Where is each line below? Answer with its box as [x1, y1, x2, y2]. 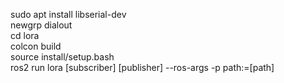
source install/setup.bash [10, 51, 115, 63]
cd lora [10, 30, 40, 41]
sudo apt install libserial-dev [10, 9, 127, 20]
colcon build [10, 40, 62, 52]
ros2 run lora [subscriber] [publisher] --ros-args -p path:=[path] [10, 62, 275, 73]
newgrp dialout [10, 19, 73, 31]
